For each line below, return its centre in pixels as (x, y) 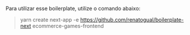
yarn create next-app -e (50, 20)
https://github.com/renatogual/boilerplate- (132, 20)
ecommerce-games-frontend (68, 26)
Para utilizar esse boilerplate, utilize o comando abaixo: (73, 8)
